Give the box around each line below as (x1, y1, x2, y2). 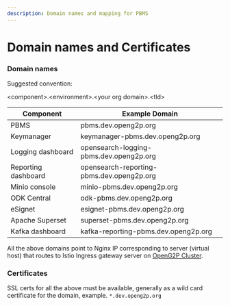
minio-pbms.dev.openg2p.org (80, 182, 178, 192)
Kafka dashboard (10, 227, 66, 236)
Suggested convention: (7, 79, 73, 88)
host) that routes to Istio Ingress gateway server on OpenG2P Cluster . (7, 251, 203, 260)
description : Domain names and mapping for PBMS (7, 10, 149, 17)
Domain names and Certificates (7, 39, 191, 55)
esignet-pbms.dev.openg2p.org (80, 205, 185, 214)
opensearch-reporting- (80, 162, 157, 172)
